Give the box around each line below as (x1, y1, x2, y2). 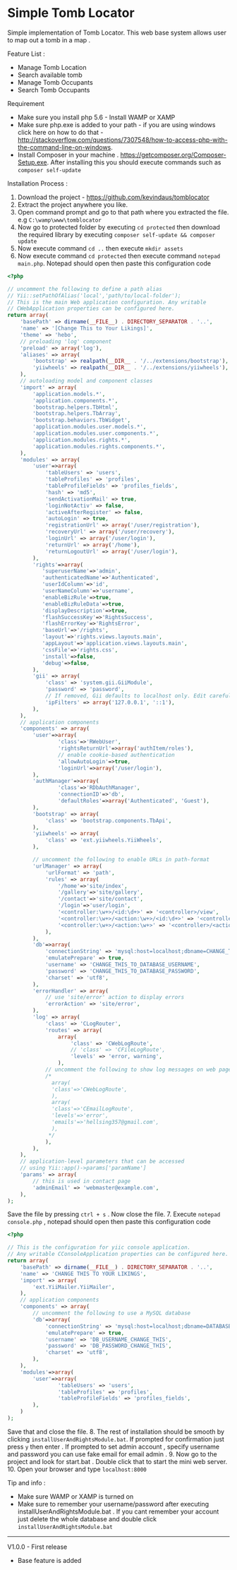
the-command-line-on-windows (17, 143, 111, 151)
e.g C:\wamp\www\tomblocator (17, 215, 102, 224)
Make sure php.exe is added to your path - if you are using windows (17, 120, 216, 128)
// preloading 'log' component (20, 337, 112, 345)
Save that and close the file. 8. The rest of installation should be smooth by (7, 1427, 224, 1436)
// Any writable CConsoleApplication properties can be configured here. (7, 1251, 229, 1258)
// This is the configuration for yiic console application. (7, 1244, 191, 1251)
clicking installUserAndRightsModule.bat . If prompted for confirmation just (7, 1434, 224, 1443)
